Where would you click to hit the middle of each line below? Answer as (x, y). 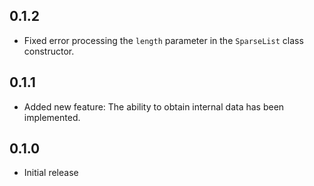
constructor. (49, 51)
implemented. (52, 117)
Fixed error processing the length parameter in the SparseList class (163, 40)
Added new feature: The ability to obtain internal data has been (154, 106)
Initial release (51, 173)
